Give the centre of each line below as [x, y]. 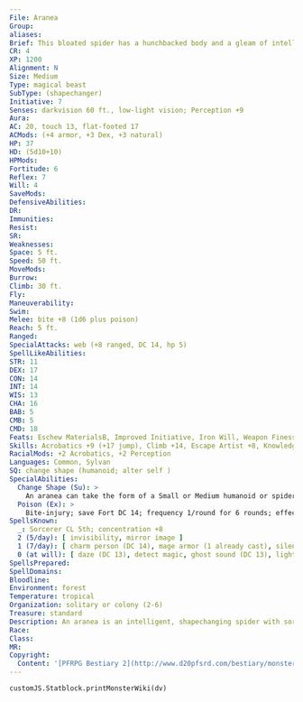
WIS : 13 [24, 395]
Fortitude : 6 [34, 169]
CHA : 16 [24, 404]
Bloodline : [30, 580]
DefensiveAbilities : [48, 203]
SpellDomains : [36, 571]
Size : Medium [34, 77]
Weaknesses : [32, 245]
